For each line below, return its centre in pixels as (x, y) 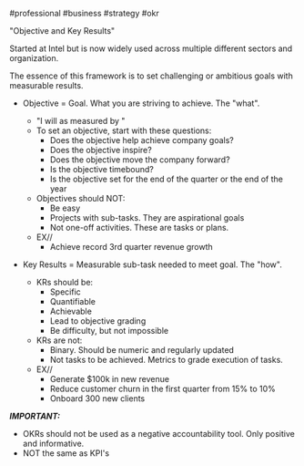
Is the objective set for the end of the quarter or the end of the (167, 179)
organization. (34, 58)
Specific (66, 292)
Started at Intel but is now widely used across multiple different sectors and (151, 48)
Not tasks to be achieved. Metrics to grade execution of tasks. (167, 360)
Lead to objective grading (98, 321)
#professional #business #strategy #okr (84, 13)
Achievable (71, 311)
